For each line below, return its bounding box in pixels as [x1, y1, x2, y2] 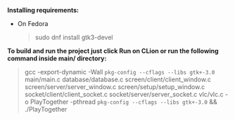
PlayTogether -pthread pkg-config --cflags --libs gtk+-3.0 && [30, 98, 217, 106]
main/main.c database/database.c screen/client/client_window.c [24, 75, 211, 84]
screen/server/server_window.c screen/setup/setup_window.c [24, 83, 205, 91]
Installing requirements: [7, 6, 80, 14]
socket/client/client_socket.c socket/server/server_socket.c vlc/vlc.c [24, 91, 224, 98]
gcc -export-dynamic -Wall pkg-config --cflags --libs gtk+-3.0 [24, 68, 215, 76]
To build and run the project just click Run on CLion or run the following [7, 47, 220, 55]
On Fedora [17, 20, 49, 27]
